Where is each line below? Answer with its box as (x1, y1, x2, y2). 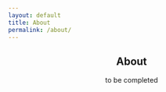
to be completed (105, 76, 158, 85)
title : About (8, 19, 51, 27)
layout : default (8, 11, 61, 19)
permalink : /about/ (8, 26, 72, 34)
